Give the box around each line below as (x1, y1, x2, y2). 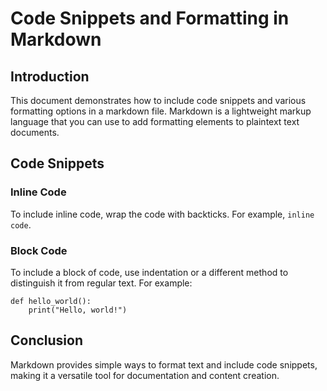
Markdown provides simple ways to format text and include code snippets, (10, 358, 318, 371)
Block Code (10, 243, 68, 257)
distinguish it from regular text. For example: (10, 277, 193, 289)
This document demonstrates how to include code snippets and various (10, 95, 307, 106)
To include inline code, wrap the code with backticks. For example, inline (10, 208, 315, 220)
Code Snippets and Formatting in (10, 7, 290, 30)
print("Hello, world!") (28, 305, 128, 315)
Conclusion (10, 332, 84, 349)
